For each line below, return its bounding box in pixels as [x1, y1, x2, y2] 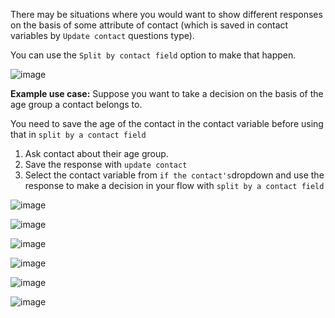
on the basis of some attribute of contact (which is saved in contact [10, 19, 289, 31]
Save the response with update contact [24, 159, 188, 170]
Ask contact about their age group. [24, 148, 169, 159]
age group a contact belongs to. [10, 99, 143, 110]
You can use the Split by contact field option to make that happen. [10, 49, 297, 61]
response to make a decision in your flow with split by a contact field [24, 180, 325, 191]
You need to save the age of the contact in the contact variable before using [10, 118, 324, 129]
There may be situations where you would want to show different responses [10, 9, 323, 20]
